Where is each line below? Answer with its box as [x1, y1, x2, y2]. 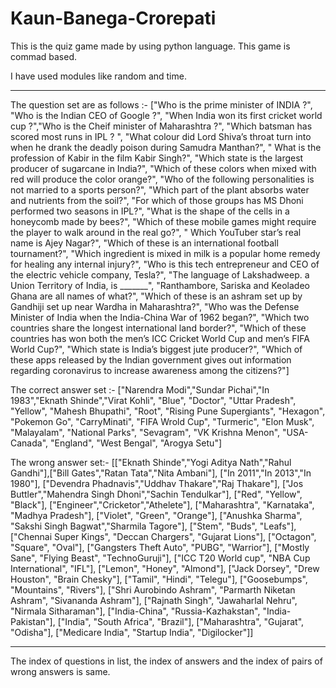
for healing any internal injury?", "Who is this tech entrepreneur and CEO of [10, 258, 320, 270]
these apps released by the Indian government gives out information [10, 353, 292, 366]
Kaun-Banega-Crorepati [10, 7, 217, 30]
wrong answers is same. [10, 665, 111, 677]
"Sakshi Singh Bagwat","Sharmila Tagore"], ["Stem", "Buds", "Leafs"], [10, 520, 297, 532]
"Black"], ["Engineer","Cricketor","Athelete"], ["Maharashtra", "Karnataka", [10, 498, 315, 511]
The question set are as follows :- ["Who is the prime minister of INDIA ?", [10, 98, 313, 111]
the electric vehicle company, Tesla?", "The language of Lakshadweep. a [10, 268, 310, 281]
